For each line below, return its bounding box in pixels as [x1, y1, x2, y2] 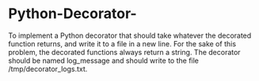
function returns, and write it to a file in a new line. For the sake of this [8, 39, 236, 48]
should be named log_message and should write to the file [8, 56, 200, 65]
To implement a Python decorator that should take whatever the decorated [8, 31, 252, 40]
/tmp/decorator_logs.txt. [8, 64, 88, 73]
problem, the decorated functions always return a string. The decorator [8, 47, 241, 57]
